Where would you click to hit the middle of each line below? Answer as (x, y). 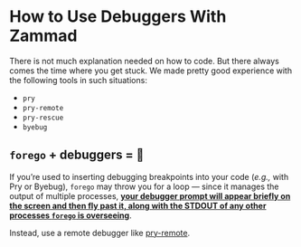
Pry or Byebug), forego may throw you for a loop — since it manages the (144, 186)
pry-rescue (43, 118)
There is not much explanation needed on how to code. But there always (145, 61)
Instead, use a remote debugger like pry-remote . (100, 233)
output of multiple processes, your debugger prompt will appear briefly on (150, 195)
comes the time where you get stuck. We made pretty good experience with (150, 71)
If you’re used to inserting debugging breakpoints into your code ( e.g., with (149, 176)
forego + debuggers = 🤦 (77, 155)
